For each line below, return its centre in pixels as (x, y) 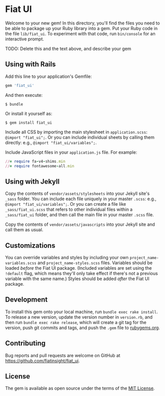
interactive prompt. (25, 39)
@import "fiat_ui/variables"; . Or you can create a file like (66, 204)
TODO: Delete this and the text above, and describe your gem (68, 48)
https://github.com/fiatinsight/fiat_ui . (43, 361)
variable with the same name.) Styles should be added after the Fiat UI (77, 279)
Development (27, 300)
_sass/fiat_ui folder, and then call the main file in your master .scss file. (80, 215)
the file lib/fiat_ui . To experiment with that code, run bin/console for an (80, 33)
